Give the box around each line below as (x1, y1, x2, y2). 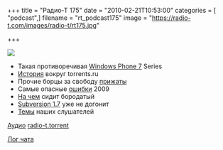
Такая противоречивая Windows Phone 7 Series (17, 62, 163, 70)
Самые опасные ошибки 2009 (17, 85, 110, 93)
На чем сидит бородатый (17, 92, 94, 100)
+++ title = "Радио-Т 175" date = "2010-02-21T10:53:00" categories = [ (7, 6, 217, 14)
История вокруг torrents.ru (17, 70, 99, 77)
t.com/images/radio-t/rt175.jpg (7, 21, 97, 29)
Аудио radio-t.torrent (7, 121, 70, 129)
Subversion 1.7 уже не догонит (17, 100, 109, 108)
